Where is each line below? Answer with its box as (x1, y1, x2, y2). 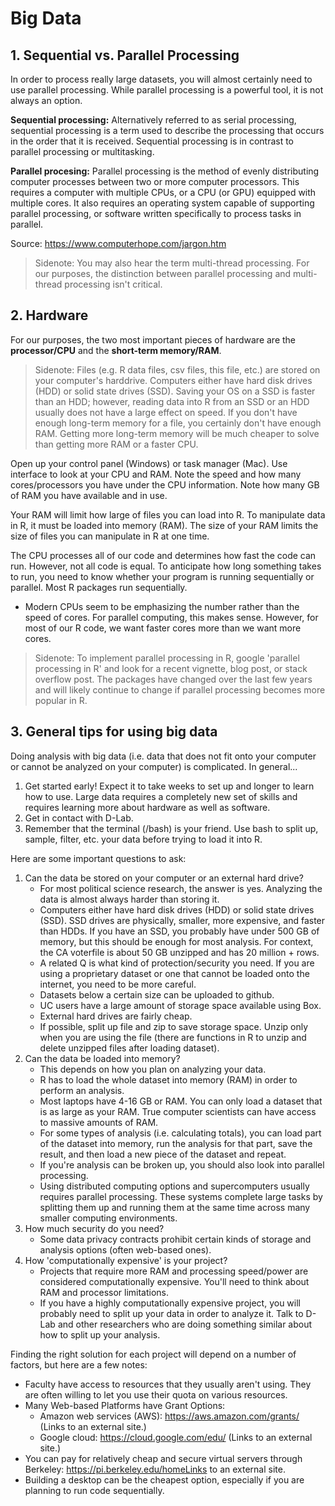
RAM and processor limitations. (39, 1286, 170, 1298)
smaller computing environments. (39, 1212, 178, 1224)
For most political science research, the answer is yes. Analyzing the (39, 882, 323, 894)
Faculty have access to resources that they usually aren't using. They (24, 1378, 312, 1390)
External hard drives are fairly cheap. (39, 1010, 193, 1022)
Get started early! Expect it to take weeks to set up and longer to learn (24, 780, 315, 792)
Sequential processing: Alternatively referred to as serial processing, (10, 114, 297, 126)
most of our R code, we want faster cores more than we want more (24, 622, 302, 634)
